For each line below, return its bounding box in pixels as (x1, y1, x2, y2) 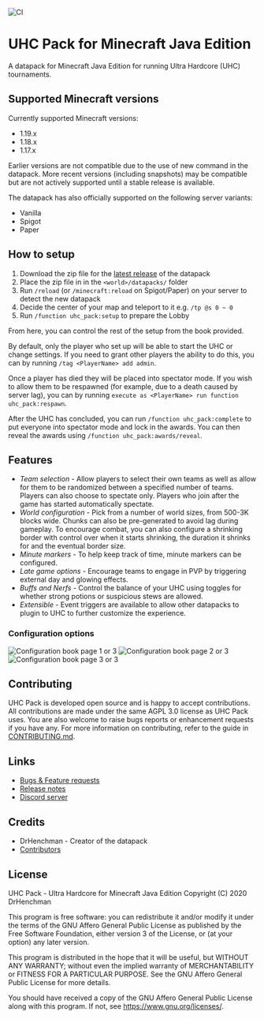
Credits (8, 815, 46, 829)
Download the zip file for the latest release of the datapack (19, 268, 210, 278)
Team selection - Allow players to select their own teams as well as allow (19, 474, 257, 484)
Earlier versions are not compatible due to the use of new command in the (8, 160, 248, 170)
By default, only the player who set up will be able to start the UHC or (8, 341, 233, 350)
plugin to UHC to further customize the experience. (19, 609, 187, 618)
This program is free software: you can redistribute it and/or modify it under (8, 912, 254, 921)
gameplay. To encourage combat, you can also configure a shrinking (19, 525, 243, 534)
